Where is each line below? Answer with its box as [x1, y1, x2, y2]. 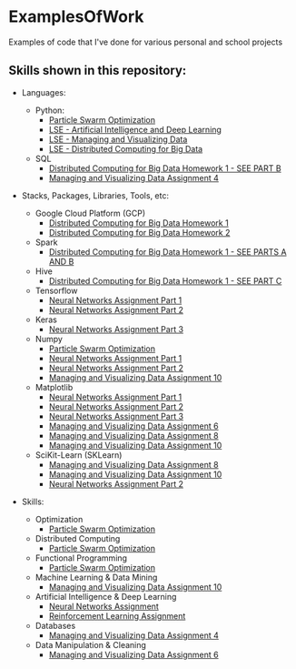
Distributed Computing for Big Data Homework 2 [48, 227, 231, 238]
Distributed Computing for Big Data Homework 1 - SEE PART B [48, 162, 282, 174]
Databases [35, 620, 76, 631]
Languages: [21, 86, 66, 97]
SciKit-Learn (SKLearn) [35, 449, 123, 461]
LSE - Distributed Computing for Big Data [48, 143, 203, 154]
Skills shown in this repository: [8, 63, 187, 78]
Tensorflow [35, 285, 78, 296]
